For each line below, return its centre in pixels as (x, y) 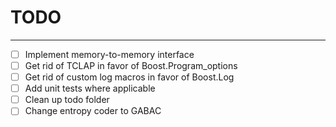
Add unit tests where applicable (90, 88)
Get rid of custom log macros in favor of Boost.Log (129, 77)
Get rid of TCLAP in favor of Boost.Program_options (131, 65)
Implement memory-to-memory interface (109, 54)
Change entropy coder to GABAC (93, 111)
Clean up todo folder (67, 100)
